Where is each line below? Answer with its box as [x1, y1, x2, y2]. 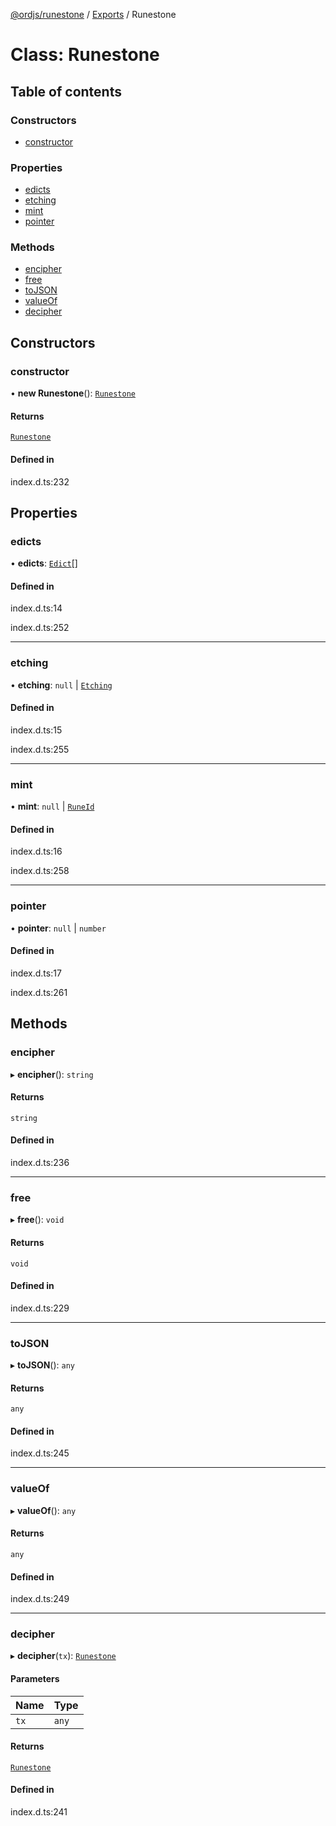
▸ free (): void [10, 1214, 65, 1226]
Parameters [10, 1673, 60, 1685]
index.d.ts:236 [10, 1157, 70, 1169]
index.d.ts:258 [10, 865, 70, 877]
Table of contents [10, 83, 122, 100]
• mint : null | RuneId [10, 800, 95, 813]
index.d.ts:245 [10, 1447, 70, 1459]
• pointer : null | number [10, 922, 107, 934]
